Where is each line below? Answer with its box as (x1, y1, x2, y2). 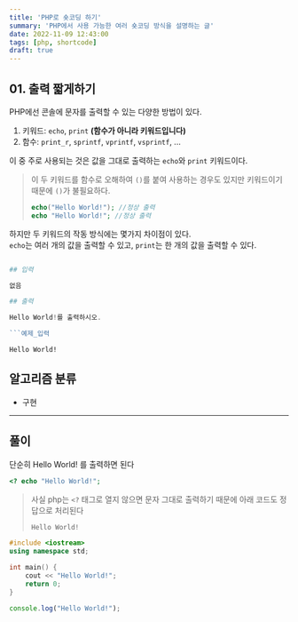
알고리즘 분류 (9, 371, 77, 387)
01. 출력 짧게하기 (9, 81, 96, 96)
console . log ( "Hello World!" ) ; (9, 603, 122, 613)
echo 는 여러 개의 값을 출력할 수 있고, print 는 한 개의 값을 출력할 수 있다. (9, 239, 257, 250)
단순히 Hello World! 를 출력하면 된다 (9, 459, 135, 469)
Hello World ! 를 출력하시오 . (9, 313, 102, 323)
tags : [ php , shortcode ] (9, 37, 98, 47)
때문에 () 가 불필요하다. (30, 185, 111, 195)
